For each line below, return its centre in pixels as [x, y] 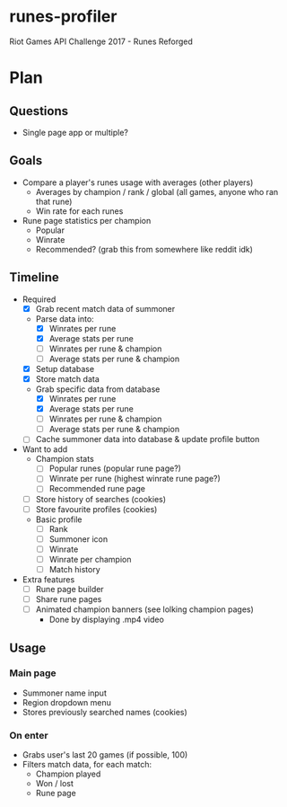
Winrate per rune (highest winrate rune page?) [135, 479]
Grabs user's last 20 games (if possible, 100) [105, 755]
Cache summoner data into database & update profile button [148, 439]
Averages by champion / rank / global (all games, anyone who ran [157, 191]
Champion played [68, 774]
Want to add [45, 449]
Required [39, 299]
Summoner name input [65, 693]
